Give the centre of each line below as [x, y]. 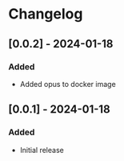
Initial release [42, 150]
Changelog [46, 14]
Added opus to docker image [68, 84]
